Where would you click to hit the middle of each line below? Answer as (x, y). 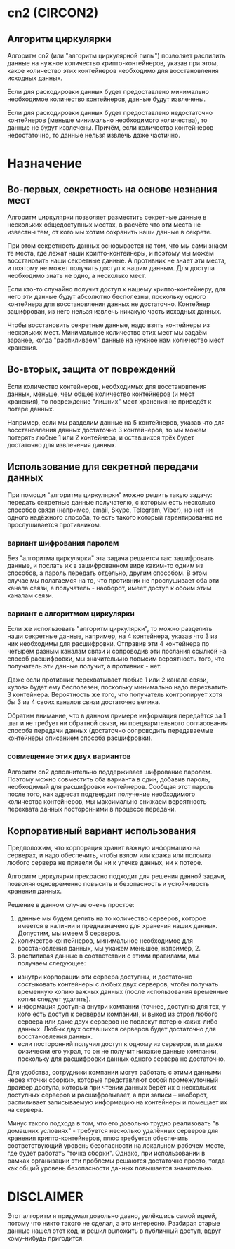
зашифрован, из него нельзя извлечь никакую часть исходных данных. (114, 311)
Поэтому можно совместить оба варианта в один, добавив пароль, (109, 779)
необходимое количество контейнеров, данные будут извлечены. (106, 99)
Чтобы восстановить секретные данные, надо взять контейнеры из (109, 325)
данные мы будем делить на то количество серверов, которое (112, 918)
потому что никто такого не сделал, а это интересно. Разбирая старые (114, 1224)
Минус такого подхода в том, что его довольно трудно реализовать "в (113, 1123)
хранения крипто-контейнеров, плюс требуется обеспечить (98, 1138)
